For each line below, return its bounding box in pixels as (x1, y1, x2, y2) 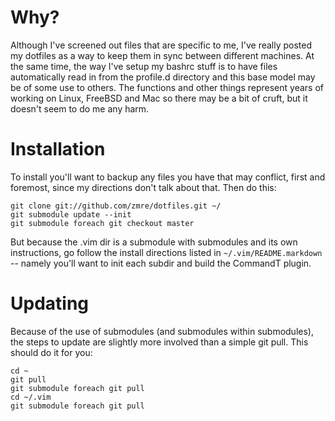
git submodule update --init (10, 209, 132, 220)
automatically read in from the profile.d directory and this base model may (10, 71, 316, 83)
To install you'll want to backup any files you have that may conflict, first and (10, 171, 326, 183)
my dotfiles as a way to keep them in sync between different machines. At (10, 49, 315, 61)
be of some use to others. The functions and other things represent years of (10, 81, 324, 93)
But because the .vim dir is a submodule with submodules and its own (10, 236, 298, 248)
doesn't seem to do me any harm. (10, 102, 150, 115)
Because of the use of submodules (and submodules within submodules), (10, 325, 314, 337)
